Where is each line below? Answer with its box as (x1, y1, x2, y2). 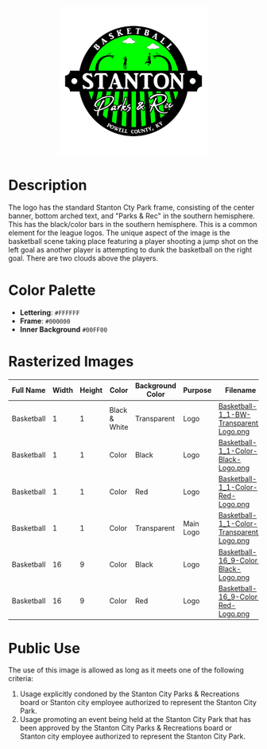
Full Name (11, 385, 46, 394)
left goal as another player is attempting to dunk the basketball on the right (8, 245, 253, 254)
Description (8, 176, 87, 194)
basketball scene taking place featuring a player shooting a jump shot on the (8, 236, 259, 245)
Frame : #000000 (19, 316, 71, 325)
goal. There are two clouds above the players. (8, 253, 159, 263)
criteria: (8, 674, 34, 684)
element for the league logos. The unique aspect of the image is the (8, 228, 230, 237)
